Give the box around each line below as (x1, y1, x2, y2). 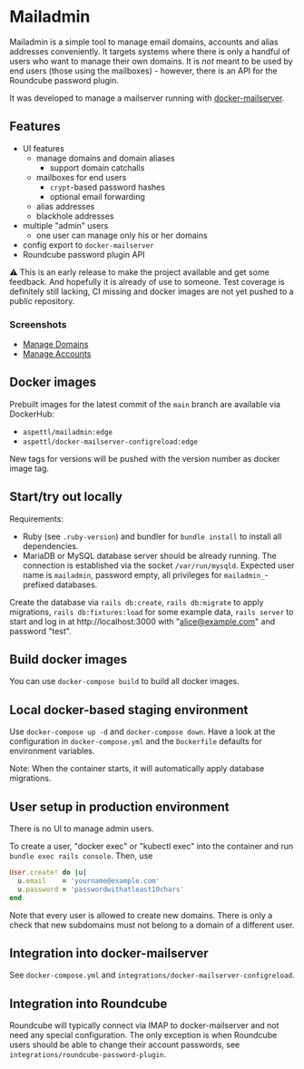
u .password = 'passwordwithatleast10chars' (17, 885, 184, 894)
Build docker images (9, 652, 128, 668)
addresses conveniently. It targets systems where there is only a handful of (9, 45, 290, 56)
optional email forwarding (49, 191, 145, 201)
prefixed (22, 579, 54, 590)
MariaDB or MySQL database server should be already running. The (22, 550, 277, 561)
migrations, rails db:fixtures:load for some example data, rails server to (9, 606, 294, 617)
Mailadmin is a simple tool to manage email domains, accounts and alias (9, 36, 279, 47)
